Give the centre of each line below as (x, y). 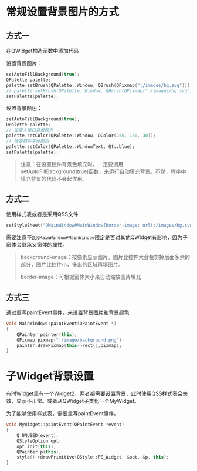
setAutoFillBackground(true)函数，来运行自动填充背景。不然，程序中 (103, 171)
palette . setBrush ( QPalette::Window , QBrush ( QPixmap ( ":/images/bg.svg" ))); (99, 85)
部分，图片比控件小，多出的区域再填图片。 (72, 264)
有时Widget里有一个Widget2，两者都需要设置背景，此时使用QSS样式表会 (94, 393)
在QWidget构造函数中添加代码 (43, 51)
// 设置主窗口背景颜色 (30, 130)
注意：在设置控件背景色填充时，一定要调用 (72, 164)
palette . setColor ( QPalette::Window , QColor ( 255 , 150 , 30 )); (81, 136)
